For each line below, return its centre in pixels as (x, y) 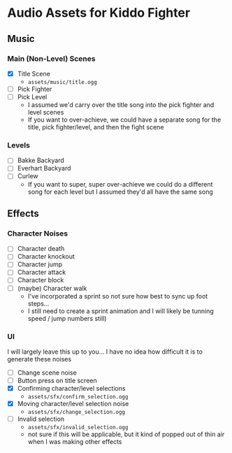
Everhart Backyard (44, 168)
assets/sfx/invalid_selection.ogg (78, 428)
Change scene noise (47, 373)
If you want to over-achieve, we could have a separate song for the (124, 120)
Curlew (28, 176)
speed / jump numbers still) (67, 318)
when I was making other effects (75, 442)
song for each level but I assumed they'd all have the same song (120, 192)
